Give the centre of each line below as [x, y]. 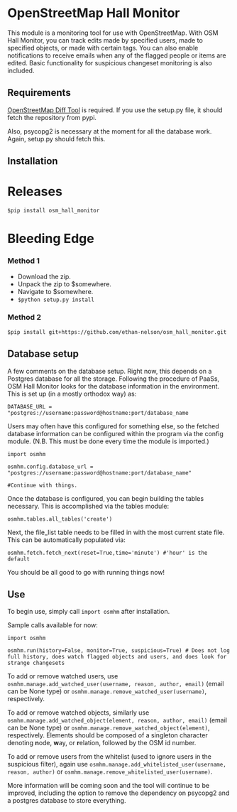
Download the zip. [44, 276]
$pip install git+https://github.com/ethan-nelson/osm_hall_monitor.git [117, 332]
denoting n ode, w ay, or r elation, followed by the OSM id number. [102, 743]
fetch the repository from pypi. [52, 117]
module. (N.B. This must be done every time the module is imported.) [108, 441]
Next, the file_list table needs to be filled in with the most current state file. [116, 532]
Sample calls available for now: [53, 625]
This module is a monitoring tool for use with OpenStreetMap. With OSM [113, 33]
